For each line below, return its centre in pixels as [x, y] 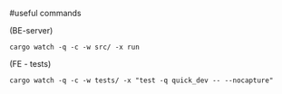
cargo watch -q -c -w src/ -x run [75, 47]
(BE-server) [31, 30]
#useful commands [45, 13]
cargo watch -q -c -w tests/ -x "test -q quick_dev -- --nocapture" [141, 80]
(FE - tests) [30, 64]
